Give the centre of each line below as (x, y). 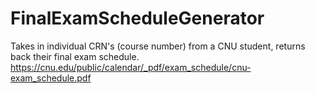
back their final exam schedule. (75, 56)
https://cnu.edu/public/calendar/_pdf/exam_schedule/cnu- (131, 67)
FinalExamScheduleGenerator (137, 18)
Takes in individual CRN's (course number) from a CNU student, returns (158, 46)
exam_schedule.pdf (51, 78)
